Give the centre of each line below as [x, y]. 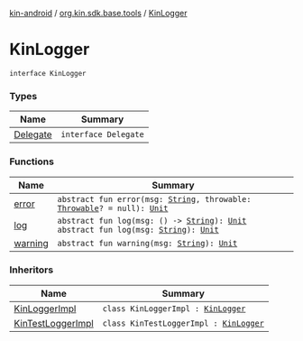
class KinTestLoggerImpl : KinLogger [183, 323]
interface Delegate [102, 135]
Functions [32, 161]
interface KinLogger [48, 73]
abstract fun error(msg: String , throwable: [154, 199]
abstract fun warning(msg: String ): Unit [147, 243]
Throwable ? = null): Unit [113, 208]
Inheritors [32, 270]
